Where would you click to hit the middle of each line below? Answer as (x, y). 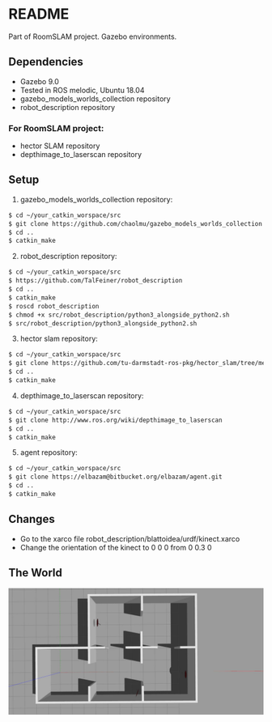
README (39, 14)
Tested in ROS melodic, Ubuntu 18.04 (82, 90)
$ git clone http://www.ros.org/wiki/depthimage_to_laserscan (115, 420)
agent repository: (49, 452)
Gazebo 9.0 (39, 81)
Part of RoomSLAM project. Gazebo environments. (93, 36)
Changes (32, 519)
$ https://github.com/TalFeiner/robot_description (96, 281)
